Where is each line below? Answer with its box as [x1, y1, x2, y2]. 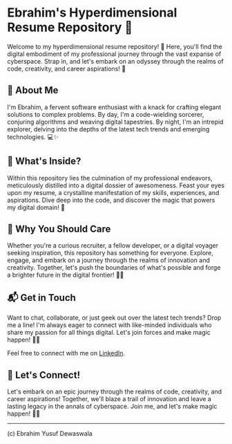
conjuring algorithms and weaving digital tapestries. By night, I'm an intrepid [7, 118, 224, 126]
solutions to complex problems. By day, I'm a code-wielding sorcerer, [7, 110, 204, 118]
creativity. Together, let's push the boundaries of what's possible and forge [7, 263, 221, 272]
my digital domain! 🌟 [7, 203, 66, 212]
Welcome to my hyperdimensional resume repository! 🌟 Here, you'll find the [7, 42, 222, 50]
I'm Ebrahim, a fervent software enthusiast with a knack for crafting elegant [7, 102, 222, 111]
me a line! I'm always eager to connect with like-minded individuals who [7, 321, 212, 329]
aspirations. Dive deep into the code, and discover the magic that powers [7, 196, 215, 204]
